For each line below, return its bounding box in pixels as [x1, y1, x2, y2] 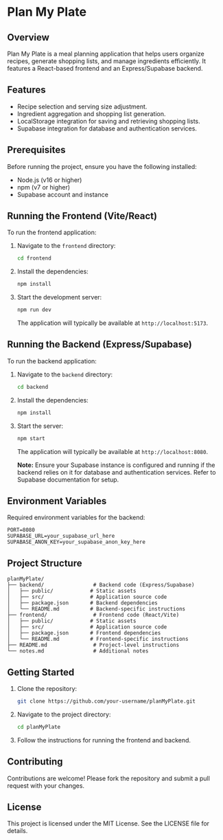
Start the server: [16, 422, 64, 430]
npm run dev [16, 306, 51, 313]
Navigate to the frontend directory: [16, 242, 116, 250]
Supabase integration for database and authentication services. [16, 124, 198, 133]
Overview [7, 32, 50, 43]
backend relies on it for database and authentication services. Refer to [16, 468, 216, 476]
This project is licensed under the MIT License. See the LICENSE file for [7, 819, 210, 828]
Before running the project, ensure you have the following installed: [7, 162, 197, 170]
